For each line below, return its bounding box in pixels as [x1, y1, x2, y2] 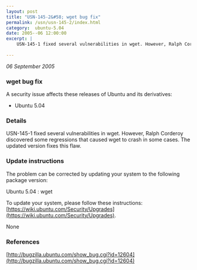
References [6, 238, 40, 246]
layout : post [6, 8, 38, 15]
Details [6, 117, 27, 125]
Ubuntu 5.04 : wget [6, 188, 53, 195]
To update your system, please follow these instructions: [6, 199, 142, 206]
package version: [6, 176, 48, 183]
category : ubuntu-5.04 [6, 25, 64, 31]
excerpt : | [6, 36, 33, 42]
